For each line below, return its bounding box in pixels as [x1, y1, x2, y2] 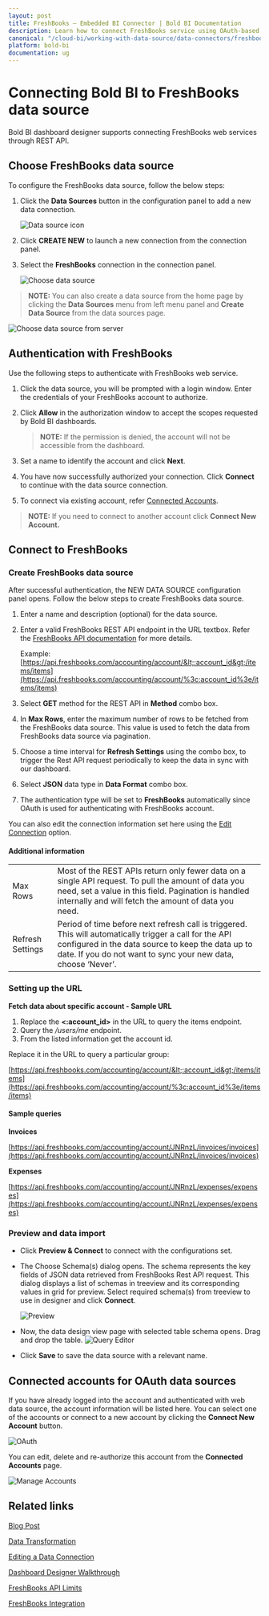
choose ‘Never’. [57, 959, 117, 970]
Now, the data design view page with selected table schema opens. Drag [19, 1327, 261, 1336]
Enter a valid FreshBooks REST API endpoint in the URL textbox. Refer [19, 625, 251, 635]
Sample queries [8, 1109, 62, 1119]
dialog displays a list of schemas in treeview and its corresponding [19, 1279, 240, 1288]
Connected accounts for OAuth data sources [8, 1374, 236, 1388]
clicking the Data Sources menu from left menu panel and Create [27, 299, 244, 309]
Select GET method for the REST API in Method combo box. [19, 699, 219, 708]
